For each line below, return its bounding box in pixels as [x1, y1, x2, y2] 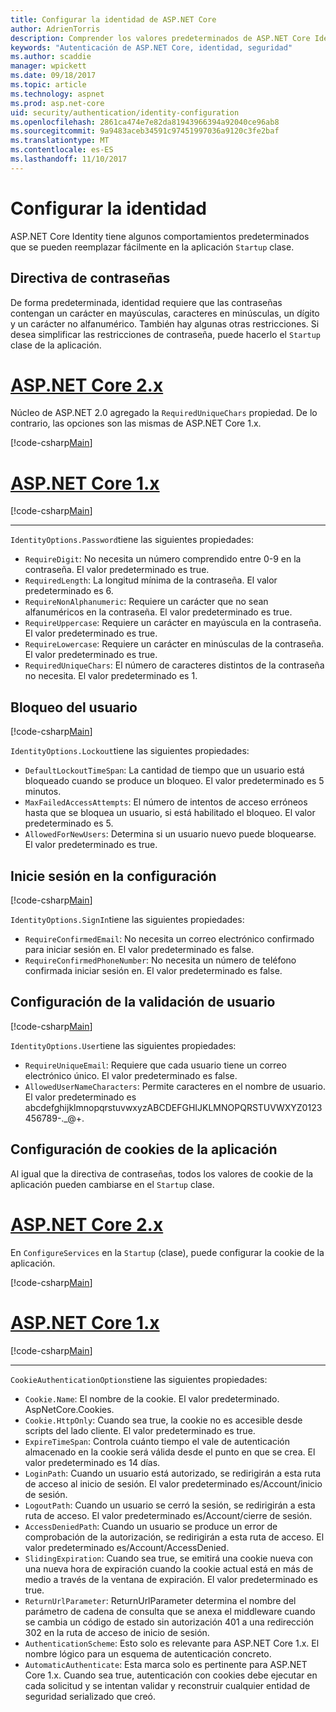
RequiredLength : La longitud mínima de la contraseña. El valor [24, 574, 278, 586]
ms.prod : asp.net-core [10, 98, 105, 108]
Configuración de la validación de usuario [10, 994, 276, 1011]
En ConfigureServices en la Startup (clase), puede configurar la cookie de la [10, 1246, 325, 1258]
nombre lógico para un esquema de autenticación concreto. [24, 1647, 272, 1660]
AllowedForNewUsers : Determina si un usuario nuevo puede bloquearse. [24, 828, 317, 840]
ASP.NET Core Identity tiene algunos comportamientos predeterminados [10, 230, 310, 242]
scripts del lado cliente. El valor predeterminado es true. [24, 1424, 256, 1436]
